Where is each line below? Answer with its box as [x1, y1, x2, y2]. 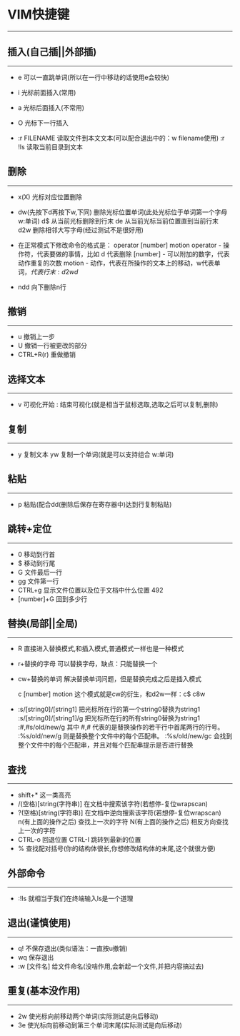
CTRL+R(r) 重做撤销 [17, 351, 76, 359]
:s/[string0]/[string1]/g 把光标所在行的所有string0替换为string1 [17, 714, 200, 723]
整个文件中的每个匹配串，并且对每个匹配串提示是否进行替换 [17, 740, 194, 750]
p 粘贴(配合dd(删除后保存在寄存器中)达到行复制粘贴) [17, 500, 172, 508]
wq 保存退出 [17, 952, 54, 961]
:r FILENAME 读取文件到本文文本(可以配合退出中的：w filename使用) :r [17, 134, 225, 142]
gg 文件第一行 [17, 576, 59, 585]
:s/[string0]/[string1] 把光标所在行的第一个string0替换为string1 [17, 705, 201, 714]
